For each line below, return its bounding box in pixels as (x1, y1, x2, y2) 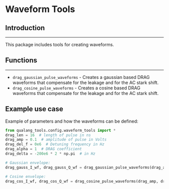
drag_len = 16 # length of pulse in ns (5, 132, 92, 138)
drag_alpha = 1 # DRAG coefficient (5, 147, 82, 152)
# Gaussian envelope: (5, 160, 51, 165)
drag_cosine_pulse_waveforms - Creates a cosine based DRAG (12, 84, 141, 91)
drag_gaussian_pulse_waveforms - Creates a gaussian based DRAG (12, 74, 150, 80)
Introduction (5, 24, 45, 32)
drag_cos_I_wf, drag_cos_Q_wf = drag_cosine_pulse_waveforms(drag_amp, (5, 178, 158, 184)
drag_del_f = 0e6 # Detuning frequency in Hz (5, 142, 105, 147)
